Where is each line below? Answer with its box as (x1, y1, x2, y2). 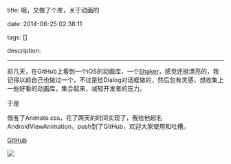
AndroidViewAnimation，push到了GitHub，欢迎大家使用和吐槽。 (7, 123, 190, 130)
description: (7, 47, 41, 54)
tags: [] (7, 33, 27, 41)
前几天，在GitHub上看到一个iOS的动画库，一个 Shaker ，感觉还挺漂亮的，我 (7, 68, 219, 75)
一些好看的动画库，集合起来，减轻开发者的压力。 (7, 85, 146, 92)
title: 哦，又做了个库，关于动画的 (7, 6, 100, 14)
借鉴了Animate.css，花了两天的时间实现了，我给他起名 (7, 114, 163, 122)
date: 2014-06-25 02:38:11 (7, 20, 82, 28)
